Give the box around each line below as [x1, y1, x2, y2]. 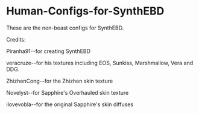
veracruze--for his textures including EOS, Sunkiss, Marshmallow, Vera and [6, 59, 194, 66]
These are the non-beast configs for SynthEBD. [6, 24, 124, 31]
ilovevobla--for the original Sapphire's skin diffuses [6, 101, 134, 108]
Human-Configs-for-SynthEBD [6, 4, 165, 18]
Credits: [6, 36, 26, 43]
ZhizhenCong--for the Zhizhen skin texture [6, 77, 113, 84]
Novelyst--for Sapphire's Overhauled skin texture [6, 89, 129, 96]
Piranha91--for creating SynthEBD [6, 47, 91, 55]
